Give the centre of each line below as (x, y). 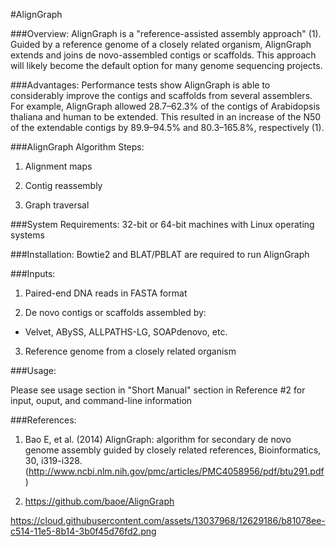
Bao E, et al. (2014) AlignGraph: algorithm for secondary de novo (158, 439)
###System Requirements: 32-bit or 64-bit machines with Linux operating (162, 224)
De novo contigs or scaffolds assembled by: (115, 312)
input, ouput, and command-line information (101, 400)
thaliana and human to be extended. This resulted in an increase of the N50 (166, 117)
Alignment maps (58, 166)
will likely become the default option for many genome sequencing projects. (166, 65)
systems (27, 235)
